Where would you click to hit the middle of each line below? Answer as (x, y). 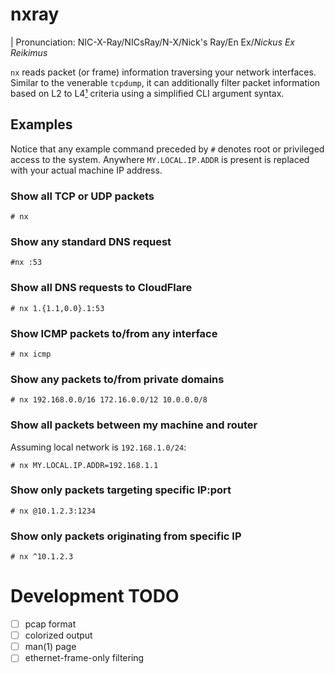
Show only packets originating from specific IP (126, 536)
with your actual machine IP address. (86, 170)
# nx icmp (31, 354)
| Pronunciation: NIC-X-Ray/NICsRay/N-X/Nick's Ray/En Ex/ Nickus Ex (153, 42)
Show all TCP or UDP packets (82, 196)
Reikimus (29, 52)
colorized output (58, 635)
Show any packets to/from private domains (117, 379)
